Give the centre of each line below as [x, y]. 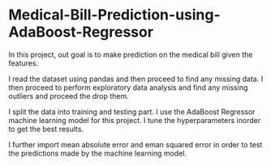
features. [24, 63]
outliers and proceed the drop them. [69, 96]
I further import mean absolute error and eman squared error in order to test [135, 144]
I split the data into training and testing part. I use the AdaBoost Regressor [132, 112]
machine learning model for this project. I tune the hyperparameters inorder [135, 120]
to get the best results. [46, 129]
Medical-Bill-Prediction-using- [114, 15]
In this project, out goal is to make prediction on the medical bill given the [131, 54]
